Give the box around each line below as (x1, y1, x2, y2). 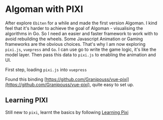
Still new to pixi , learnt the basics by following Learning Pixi (5, 109, 129, 115)
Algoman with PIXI (5, 3, 83, 15)
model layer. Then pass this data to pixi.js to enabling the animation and (5, 51, 156, 58)
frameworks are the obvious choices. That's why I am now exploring (5, 41, 146, 47)
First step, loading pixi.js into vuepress (5, 66, 87, 73)
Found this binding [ (5, 76, 46, 82)
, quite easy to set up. (89, 81, 135, 88)
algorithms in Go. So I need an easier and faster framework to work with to (5, 30, 159, 36)
